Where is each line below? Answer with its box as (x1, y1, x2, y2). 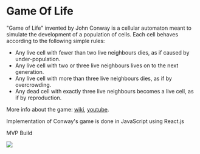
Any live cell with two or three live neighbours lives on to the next (15, 62, 179, 69)
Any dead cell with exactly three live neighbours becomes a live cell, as (15, 87, 194, 95)
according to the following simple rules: (6, 37, 105, 44)
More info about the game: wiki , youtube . (6, 105, 109, 113)
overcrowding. (15, 81, 52, 89)
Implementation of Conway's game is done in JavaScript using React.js (6, 117, 184, 125)
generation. (15, 68, 44, 75)
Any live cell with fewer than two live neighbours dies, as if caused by (15, 49, 190, 56)
